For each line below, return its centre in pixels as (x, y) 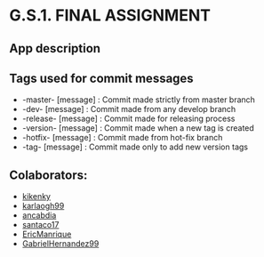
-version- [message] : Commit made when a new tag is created (138, 128)
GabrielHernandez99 (60, 244)
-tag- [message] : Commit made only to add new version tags (135, 147)
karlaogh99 (43, 206)
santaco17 (40, 225)
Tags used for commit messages (101, 78)
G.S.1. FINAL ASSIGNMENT (110, 16)
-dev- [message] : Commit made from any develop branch (129, 109)
